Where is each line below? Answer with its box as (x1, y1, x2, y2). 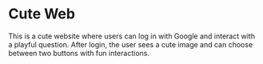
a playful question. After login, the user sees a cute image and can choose (8, 39, 253, 49)
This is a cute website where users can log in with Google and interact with (8, 31, 256, 41)
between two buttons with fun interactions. (8, 48, 150, 58)
